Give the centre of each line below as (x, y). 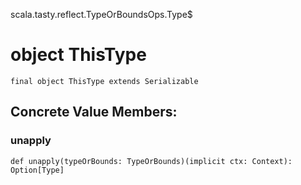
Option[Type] (37, 170)
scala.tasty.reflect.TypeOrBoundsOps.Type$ (101, 14)
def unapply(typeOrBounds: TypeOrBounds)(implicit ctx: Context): (151, 161)
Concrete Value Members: (94, 112)
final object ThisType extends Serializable (104, 81)
